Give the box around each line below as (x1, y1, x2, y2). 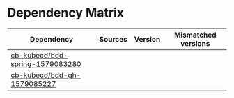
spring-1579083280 (10, 59, 81, 69)
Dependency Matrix (7, 5, 124, 21)
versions (180, 38, 210, 48)
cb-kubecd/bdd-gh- (10, 70, 81, 80)
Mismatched (173, 30, 217, 40)
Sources (99, 34, 127, 44)
